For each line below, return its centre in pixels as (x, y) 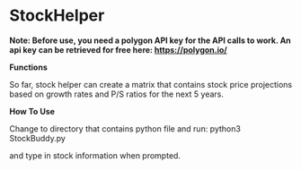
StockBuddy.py (37, 138)
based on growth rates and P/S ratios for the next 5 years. (117, 94)
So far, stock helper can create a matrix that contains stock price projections (151, 84)
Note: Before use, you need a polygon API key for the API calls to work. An (150, 40)
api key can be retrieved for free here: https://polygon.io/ (118, 49)
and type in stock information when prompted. (95, 155)
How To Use (32, 111)
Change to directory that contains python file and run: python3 (125, 128)
